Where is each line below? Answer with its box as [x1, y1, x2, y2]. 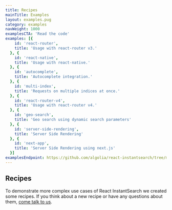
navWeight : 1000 [5, 27, 40, 32]
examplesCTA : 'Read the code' [5, 31, 70, 36]
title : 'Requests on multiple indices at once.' [14, 88, 120, 94]
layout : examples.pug [5, 17, 52, 22]
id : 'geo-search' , [14, 112, 54, 118]
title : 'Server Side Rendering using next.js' [14, 145, 116, 151]
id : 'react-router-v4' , [14, 98, 66, 103]
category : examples [5, 22, 47, 27]
